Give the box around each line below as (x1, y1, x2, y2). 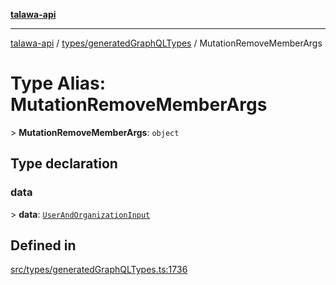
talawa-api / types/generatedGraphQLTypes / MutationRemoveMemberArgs (10, 37, 323, 49)
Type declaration (10, 155, 118, 173)
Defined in (10, 237, 77, 254)
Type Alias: (10, 72, 107, 95)
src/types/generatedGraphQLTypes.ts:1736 (10, 264, 188, 276)
